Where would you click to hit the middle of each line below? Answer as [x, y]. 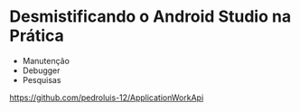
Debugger [41, 70]
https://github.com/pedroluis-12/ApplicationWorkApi [107, 98]
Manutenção [46, 61]
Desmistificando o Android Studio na [150, 17]
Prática [37, 36]
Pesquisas [42, 79]
